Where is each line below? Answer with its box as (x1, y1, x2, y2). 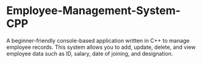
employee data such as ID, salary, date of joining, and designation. (6, 50, 173, 57)
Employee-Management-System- (6, 4, 181, 18)
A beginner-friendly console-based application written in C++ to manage (6, 37, 190, 44)
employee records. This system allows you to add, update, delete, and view (6, 43, 196, 51)
